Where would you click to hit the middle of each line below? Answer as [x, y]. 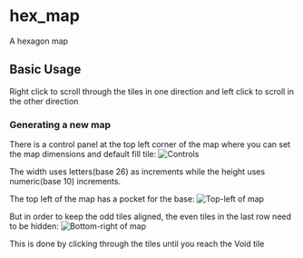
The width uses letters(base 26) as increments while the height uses [137, 172]
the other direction [44, 101]
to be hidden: [34, 226]
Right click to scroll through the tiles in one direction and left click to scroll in [152, 91]
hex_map [44, 16]
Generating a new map [60, 124]
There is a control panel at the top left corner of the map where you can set [150, 144]
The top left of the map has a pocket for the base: [102, 199]
